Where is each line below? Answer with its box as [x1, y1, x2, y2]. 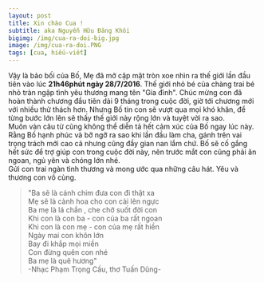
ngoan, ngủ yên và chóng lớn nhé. [8, 156, 121, 165]
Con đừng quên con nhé [27, 248, 108, 256]
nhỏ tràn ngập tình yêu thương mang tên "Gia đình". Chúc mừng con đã [8, 88, 242, 97]
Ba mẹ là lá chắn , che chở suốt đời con [27, 205, 158, 214]
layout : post [8, 11, 52, 20]
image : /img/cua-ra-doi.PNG [8, 42, 102, 50]
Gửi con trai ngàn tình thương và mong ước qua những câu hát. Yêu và [8, 165, 239, 173]
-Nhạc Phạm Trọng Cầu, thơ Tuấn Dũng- [27, 264, 162, 274]
